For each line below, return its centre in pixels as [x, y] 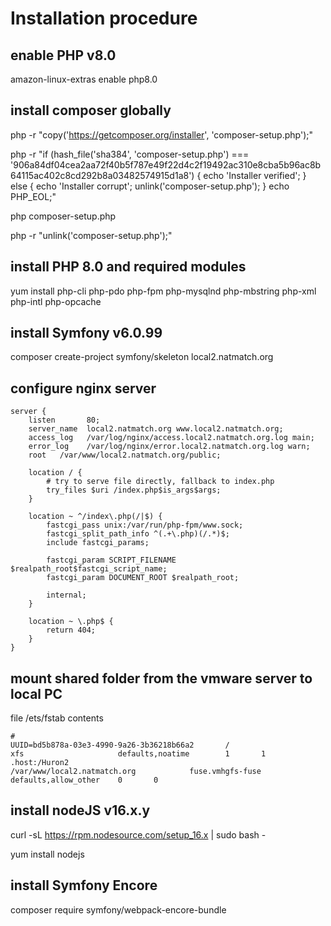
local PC [36, 693]
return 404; [71, 630]
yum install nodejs [47, 854]
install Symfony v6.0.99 [86, 333]
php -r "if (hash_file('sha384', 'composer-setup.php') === [130, 154]
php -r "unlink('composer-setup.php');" [91, 235]
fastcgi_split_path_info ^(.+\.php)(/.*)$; [138, 534]
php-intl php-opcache [56, 301]
